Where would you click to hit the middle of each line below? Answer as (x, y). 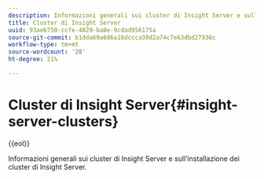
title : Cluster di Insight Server (65, 23)
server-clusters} (64, 122)
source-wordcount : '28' (47, 52)
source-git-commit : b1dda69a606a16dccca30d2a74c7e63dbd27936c (112, 37)
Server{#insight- (181, 105)
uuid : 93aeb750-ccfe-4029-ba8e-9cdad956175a (82, 30)
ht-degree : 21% (33, 60)
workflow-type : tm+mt (44, 45)
